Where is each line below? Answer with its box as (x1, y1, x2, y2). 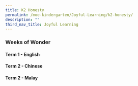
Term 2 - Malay (5, 75, 38, 81)
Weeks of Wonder (5, 39, 51, 46)
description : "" (5, 17, 40, 22)
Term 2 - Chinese (5, 63, 43, 69)
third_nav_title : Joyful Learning (5, 21, 79, 27)
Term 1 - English (5, 51, 40, 57)
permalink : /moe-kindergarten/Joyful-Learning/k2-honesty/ (5, 12, 133, 17)
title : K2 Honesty (5, 7, 44, 13)
